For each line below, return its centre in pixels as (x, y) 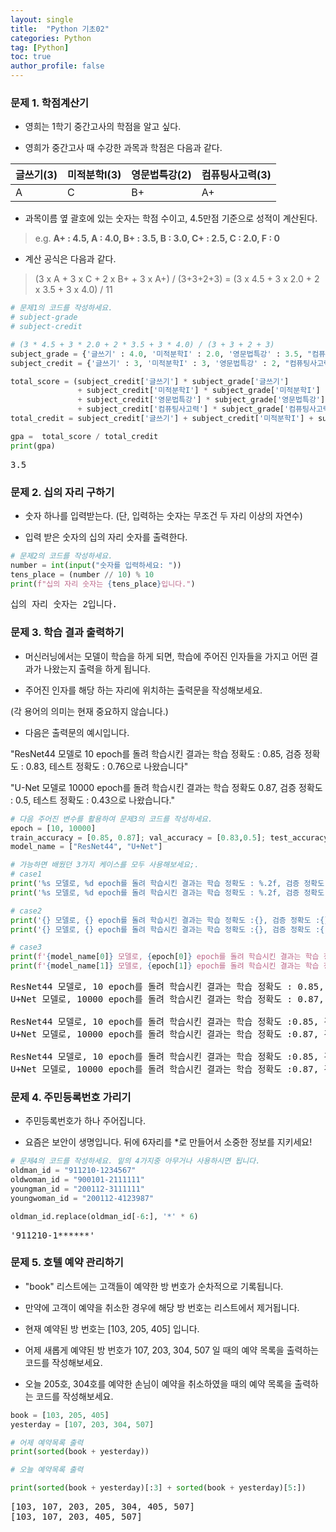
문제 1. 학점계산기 (50, 103)
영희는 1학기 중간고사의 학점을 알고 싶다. (103, 127)
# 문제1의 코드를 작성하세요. (61, 308)
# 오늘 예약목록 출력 (47, 1470)
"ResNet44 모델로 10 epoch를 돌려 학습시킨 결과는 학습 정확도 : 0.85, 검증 (156, 753)
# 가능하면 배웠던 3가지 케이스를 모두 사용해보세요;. (105, 865)
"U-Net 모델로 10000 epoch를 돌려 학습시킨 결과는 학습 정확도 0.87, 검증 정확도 (166, 787)
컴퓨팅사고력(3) (236, 175)
